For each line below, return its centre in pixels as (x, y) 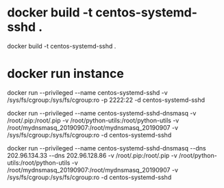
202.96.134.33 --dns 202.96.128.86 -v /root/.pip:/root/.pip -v (92, 155)
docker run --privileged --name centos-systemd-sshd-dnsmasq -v (102, 113)
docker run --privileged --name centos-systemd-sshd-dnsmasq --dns (107, 148)
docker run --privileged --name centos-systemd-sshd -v (87, 92)
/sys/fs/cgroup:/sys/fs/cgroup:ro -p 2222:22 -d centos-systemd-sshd (106, 100)
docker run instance (66, 74)
